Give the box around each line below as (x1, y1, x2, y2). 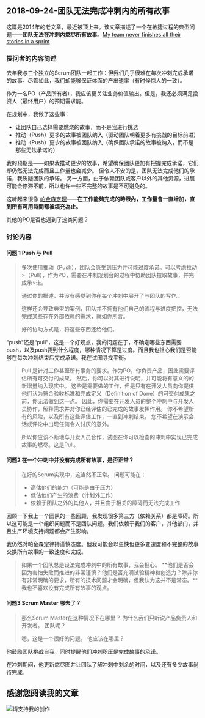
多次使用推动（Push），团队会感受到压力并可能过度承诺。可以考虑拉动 (21, 264, 197, 271)
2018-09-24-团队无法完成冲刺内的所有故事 (6, 6, 170, 17)
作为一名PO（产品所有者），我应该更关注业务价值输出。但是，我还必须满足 (6, 90, 193, 97)
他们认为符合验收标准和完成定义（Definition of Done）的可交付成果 (21, 390, 190, 398)
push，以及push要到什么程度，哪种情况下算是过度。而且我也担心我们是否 (6, 346, 192, 353)
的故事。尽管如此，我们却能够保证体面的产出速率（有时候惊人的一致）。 (6, 77, 185, 84)
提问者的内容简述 (6, 54, 57, 62)
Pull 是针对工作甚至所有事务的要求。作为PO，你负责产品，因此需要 (21, 367, 190, 374)
